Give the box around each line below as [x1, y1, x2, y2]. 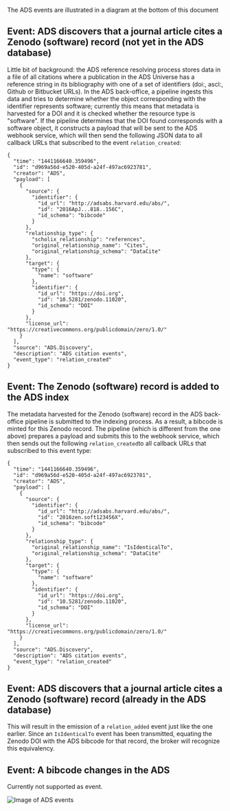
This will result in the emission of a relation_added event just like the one [7, 722, 214, 731]
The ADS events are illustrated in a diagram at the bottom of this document [7, 6, 219, 14]
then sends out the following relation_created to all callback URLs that [7, 439, 207, 447]
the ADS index [7, 392, 70, 403]
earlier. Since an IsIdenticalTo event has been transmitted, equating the [7, 730, 213, 738]
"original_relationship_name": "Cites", [32, 242, 149, 249]
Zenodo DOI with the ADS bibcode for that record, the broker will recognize [7, 737, 220, 745]
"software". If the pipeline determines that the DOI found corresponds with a [7, 116, 223, 124]
